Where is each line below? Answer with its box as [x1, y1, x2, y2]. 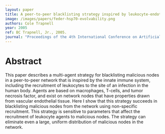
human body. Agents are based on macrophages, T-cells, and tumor [5, 87, 143, 93]
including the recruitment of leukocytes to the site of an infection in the [5, 82, 149, 88]
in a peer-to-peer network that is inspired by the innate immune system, [5, 77, 151, 83]
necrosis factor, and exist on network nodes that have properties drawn [5, 93, 150, 99]
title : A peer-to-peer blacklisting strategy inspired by [5, 12, 126, 17]
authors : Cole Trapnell [5, 21, 54, 26]
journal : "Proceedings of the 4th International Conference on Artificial [5, 35, 162, 40]
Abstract [5, 56, 42, 67]
